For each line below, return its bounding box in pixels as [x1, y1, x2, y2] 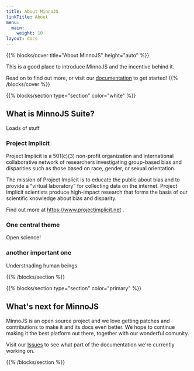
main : [11, 25, 25, 31]
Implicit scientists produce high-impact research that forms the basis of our [6, 188, 188, 196]
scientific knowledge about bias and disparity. [6, 195, 117, 202]
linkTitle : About [6, 14, 49, 20]
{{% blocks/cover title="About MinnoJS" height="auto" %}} [6, 52, 150, 59]
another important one [6, 249, 72, 257]
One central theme [6, 221, 60, 229]
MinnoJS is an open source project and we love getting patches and [6, 317, 171, 324]
